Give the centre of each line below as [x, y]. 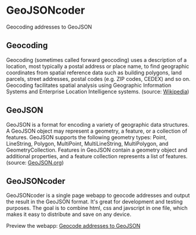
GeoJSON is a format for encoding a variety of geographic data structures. [98, 124]
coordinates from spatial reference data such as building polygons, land [94, 73]
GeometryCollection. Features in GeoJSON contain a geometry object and [97, 150]
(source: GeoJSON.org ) [35, 162]
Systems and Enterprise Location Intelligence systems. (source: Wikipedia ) [98, 91]
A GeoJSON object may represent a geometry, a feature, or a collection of [97, 131]
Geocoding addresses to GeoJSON [49, 27]
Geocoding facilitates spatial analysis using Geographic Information [89, 85]
